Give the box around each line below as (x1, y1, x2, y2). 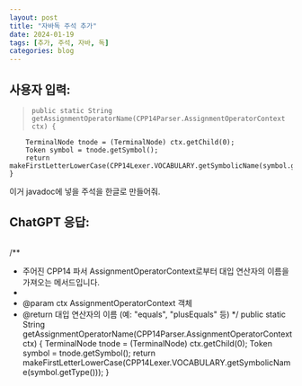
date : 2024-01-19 (9, 30, 75, 39)
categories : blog (9, 47, 75, 56)
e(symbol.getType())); (22, 366, 104, 377)
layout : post (9, 13, 58, 22)
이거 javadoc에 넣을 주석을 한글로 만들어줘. (9, 186, 161, 197)
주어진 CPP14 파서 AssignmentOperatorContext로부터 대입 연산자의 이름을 (22, 266, 289, 276)
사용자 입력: (9, 82, 71, 97)
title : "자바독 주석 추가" (9, 22, 97, 31)
